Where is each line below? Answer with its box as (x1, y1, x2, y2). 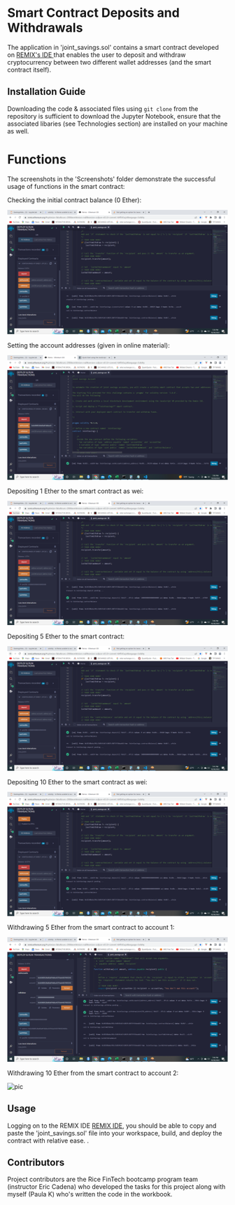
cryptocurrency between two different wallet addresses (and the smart (7, 58, 212, 66)
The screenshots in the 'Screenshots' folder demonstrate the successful (7, 174, 215, 183)
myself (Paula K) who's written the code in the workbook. (7, 1190, 173, 1199)
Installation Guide (7, 86, 86, 98)
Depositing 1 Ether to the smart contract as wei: (7, 487, 144, 495)
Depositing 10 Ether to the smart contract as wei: (7, 777, 148, 786)
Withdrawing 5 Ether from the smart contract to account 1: (7, 923, 175, 932)
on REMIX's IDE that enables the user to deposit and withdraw (7, 51, 186, 59)
